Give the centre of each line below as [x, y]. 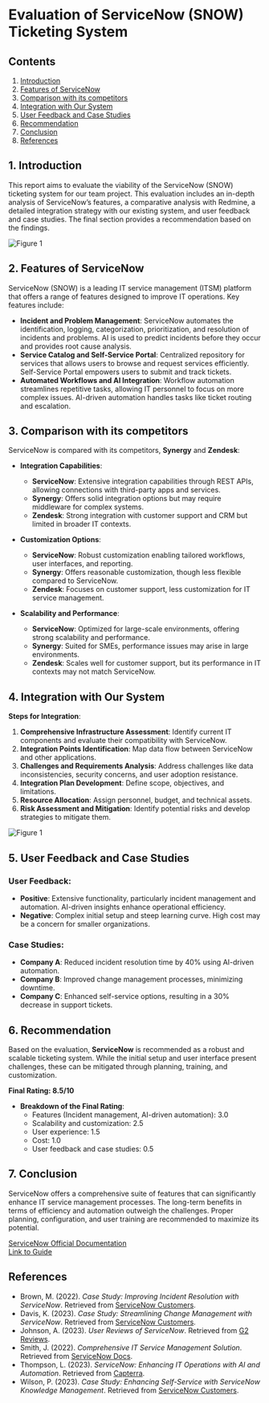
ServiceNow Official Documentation [67, 1243]
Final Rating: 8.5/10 [41, 1091]
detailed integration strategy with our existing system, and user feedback [129, 210]
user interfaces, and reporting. [82, 564]
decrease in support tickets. [66, 1005]
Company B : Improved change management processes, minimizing [131, 979]
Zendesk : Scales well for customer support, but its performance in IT [147, 663]
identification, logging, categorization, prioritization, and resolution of [134, 329]
